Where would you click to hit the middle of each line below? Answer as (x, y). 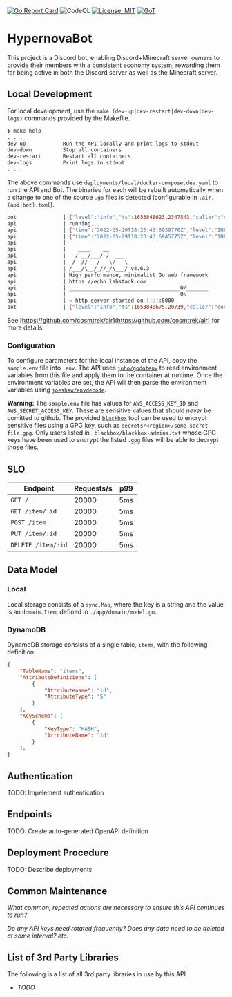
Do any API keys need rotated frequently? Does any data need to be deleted (116, 929)
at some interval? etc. (38, 936)
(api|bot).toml (29, 205)
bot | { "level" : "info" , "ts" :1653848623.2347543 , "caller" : (114, 217)
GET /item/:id (34, 512)
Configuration (31, 345)
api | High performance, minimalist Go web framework (108, 275)
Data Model (32, 570)
